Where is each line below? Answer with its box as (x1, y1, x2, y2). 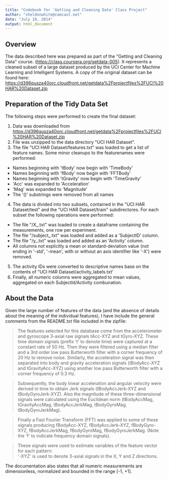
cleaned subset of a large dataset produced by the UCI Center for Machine (5, 64, 160, 70)
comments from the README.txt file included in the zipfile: (5, 318, 127, 324)
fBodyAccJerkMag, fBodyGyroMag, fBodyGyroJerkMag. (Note (29, 427, 159, 433)
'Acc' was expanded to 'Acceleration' (12, 180, 90, 186)
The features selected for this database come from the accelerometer (17, 328, 162, 334)
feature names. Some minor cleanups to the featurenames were (12, 149, 145, 156)
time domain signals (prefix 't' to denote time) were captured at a (17, 338, 152, 344)
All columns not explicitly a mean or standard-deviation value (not (12, 243, 149, 249)
